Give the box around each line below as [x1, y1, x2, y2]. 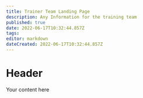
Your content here [6, 86, 50, 93]
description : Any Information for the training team [6, 14, 137, 20]
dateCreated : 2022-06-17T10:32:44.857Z [6, 42, 103, 48]
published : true [6, 19, 46, 25]
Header [6, 67, 43, 80]
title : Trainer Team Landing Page [6, 8, 90, 15]
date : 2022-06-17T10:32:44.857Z [6, 25, 85, 31]
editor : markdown [6, 36, 48, 42]
